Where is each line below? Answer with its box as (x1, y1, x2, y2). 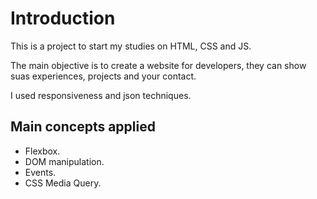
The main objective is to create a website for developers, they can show (10, 59, 307, 71)
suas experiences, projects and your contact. (10, 70, 197, 82)
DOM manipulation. (24, 155, 105, 167)
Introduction (10, 7, 116, 30)
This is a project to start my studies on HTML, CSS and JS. (10, 40, 252, 52)
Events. (24, 166, 57, 178)
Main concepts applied (10, 118, 156, 136)
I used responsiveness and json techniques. (10, 89, 192, 101)
